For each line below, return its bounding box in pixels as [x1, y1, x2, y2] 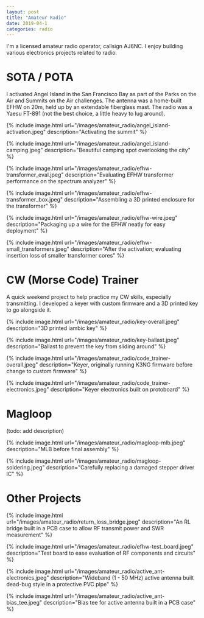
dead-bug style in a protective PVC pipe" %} [6, 581, 119, 588]
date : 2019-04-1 [6, 20, 47, 26]
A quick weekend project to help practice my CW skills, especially [6, 293, 172, 301]
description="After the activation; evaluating [70, 245, 181, 253]
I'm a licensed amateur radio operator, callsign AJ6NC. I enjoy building [6, 43, 183, 50]
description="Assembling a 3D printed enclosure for [64, 196, 195, 203]
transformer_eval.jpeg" [6, 171, 64, 178]
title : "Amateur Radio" [6, 15, 67, 21]
